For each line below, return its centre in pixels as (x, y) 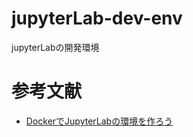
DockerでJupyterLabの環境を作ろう (99, 121)
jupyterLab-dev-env (97, 18)
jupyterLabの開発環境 (55, 47)
